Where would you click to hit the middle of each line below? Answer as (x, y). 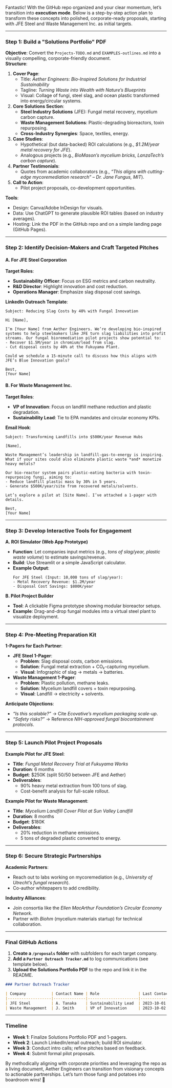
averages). (24, 219)
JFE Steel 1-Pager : (33, 656)
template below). (30, 964)
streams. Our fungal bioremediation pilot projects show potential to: (83, 338)
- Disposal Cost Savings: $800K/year (53, 586)
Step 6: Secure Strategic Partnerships (53, 856)
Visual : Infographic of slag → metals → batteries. (72, 672)
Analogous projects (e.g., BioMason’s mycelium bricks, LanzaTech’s (92, 155)
